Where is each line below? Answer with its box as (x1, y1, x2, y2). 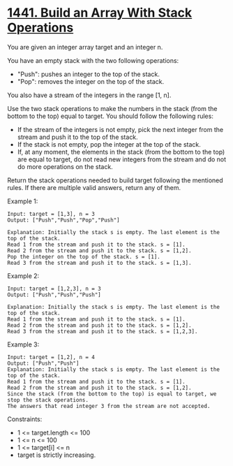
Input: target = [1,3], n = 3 (7, 210, 96, 217)
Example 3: (7, 340, 40, 349)
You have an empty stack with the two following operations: (7, 56, 179, 64)
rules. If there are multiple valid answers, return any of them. (7, 183, 181, 191)
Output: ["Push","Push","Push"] (7, 291, 101, 298)
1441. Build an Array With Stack (7, 5, 193, 21)
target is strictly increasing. (17, 451, 96, 459)
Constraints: (7, 414, 43, 423)
